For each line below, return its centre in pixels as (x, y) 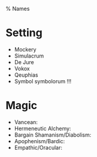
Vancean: (26, 122)
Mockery (25, 49)
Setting (24, 33)
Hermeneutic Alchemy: (43, 128)
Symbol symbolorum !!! (43, 81)
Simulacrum (29, 56)
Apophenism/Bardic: (40, 141)
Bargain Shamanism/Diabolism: (53, 135)
